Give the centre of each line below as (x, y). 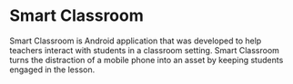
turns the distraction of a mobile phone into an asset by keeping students (146, 60)
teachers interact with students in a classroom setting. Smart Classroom (145, 50)
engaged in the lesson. (52, 70)
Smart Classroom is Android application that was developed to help (136, 41)
